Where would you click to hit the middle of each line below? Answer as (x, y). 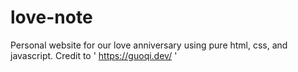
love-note (51, 17)
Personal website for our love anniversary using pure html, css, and (149, 45)
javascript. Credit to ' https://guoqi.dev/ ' (94, 55)
